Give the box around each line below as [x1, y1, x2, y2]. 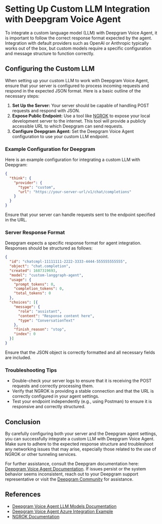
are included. [5, 354, 32, 361]
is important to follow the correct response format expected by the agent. [5, 35, 152, 41]
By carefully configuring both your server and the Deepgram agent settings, [5, 431, 157, 436]
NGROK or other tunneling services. [5, 451, 77, 457]
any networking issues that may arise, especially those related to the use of [5, 446, 157, 452]
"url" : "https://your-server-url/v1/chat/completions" [18, 189, 132, 194]
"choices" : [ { [9, 300, 38, 305]
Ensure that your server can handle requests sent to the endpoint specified [5, 212, 156, 217]
